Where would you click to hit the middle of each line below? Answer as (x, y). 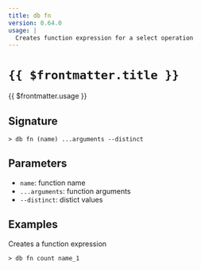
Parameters (38, 164)
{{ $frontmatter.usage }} (48, 96)
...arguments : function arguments (75, 191)
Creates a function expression (58, 244)
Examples (33, 224)
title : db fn (30, 15)
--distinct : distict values (61, 199)
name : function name (52, 183)
